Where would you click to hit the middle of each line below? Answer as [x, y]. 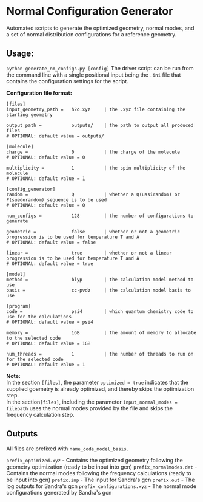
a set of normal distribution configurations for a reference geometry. [92, 34]
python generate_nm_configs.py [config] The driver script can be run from [100, 68]
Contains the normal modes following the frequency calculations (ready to [99, 473]
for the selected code [35, 359]
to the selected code [34, 338]
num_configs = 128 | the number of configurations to [100, 216]
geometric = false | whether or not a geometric [93, 232]
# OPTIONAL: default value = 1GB [48, 343]
